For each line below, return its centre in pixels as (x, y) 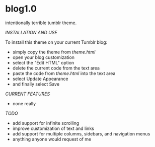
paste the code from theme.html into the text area (64, 73)
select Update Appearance (40, 79)
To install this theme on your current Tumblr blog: (56, 42)
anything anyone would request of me (52, 139)
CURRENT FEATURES (28, 94)
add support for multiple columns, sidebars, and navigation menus (81, 133)
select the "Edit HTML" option (43, 62)
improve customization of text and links (53, 128)
